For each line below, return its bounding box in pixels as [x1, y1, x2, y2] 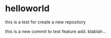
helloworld [5, 3, 50, 14]
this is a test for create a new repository [5, 19, 86, 25]
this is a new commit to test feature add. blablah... [5, 28, 107, 34]
